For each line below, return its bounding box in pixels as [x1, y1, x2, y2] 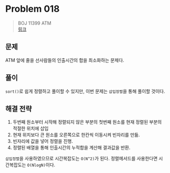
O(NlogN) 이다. [27, 162, 55, 168]
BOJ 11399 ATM [17, 20, 52, 26]
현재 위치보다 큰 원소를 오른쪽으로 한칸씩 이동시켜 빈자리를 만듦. [12, 132, 140, 138]
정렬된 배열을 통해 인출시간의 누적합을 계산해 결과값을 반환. [12, 144, 131, 151]
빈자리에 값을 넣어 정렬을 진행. [12, 138, 73, 144]
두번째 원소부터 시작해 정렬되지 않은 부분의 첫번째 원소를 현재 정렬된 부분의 [12, 119, 162, 125]
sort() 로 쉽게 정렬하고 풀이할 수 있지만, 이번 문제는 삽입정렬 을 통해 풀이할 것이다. [5, 88, 165, 94]
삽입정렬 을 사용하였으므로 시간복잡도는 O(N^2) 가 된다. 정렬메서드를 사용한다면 [5, 156, 158, 162]
